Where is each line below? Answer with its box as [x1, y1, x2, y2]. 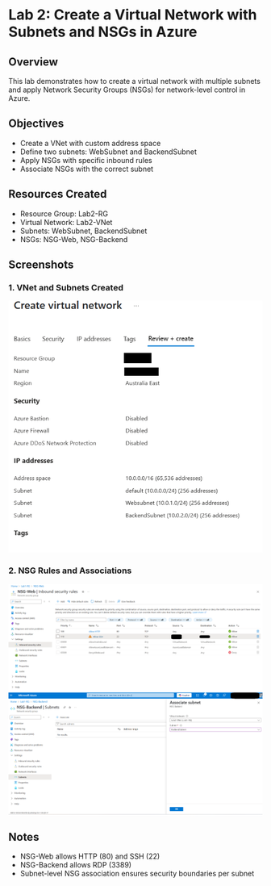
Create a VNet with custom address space [19, 138, 161, 148]
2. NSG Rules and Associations [8, 565, 132, 576]
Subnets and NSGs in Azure [8, 23, 198, 41]
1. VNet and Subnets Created [8, 282, 123, 293]
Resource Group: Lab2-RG [19, 208, 109, 219]
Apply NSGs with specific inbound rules [19, 155, 153, 165]
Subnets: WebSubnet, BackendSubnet [19, 226, 148, 236]
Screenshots [8, 258, 74, 272]
